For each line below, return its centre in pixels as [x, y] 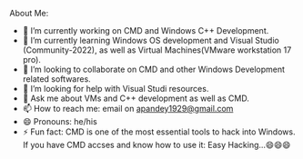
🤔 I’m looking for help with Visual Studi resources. [116, 89]
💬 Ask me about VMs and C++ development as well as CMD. [136, 98]
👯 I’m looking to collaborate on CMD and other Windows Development [153, 69]
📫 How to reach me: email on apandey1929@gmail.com [128, 109]
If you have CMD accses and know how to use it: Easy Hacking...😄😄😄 [157, 145]
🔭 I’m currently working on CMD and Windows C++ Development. [146, 30]
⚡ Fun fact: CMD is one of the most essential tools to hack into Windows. [159, 132]
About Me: [29, 13]
